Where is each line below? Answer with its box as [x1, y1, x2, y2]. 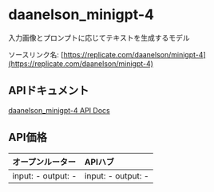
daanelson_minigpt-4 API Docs [8, 105, 110, 115]
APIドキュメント [8, 84, 89, 97]
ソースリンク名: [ [8, 49, 64, 59]
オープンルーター [12, 156, 77, 167]
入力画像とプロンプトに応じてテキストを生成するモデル [8, 33, 190, 42]
